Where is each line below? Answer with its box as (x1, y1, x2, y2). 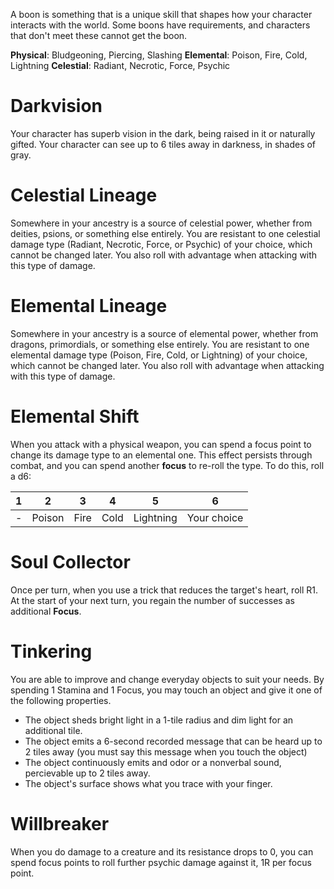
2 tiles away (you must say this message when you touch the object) (24, 745, 308, 758)
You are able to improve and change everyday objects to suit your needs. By (10, 673, 325, 685)
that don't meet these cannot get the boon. (10, 30, 188, 41)
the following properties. (10, 694, 112, 706)
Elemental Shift (10, 405, 140, 428)
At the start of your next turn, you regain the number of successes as (10, 594, 295, 606)
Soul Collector (10, 550, 131, 573)
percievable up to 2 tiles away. (24, 767, 151, 779)
